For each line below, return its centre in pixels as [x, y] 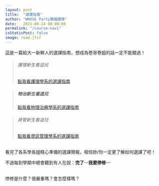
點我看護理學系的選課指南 [44, 81]
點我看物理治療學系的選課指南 [48, 107]
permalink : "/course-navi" [33, 28]
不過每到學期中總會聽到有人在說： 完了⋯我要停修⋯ [58, 162]
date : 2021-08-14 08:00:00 [35, 24]
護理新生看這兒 [33, 65]
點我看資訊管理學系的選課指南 [48, 136]
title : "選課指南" [24, 14]
